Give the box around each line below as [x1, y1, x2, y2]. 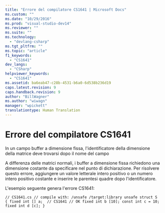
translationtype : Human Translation [5, 108, 80, 113]
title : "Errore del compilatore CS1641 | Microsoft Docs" [5, 7, 127, 12]
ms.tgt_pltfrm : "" [5, 44, 43, 49]
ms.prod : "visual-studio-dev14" [5, 21, 71, 26]
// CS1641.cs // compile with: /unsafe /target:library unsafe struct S [5, 195, 158, 200]
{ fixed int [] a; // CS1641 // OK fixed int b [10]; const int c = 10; [5, 199, 160, 204]
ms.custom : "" [5, 12, 34, 17]
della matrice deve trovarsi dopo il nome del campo [5, 151, 109, 156]
